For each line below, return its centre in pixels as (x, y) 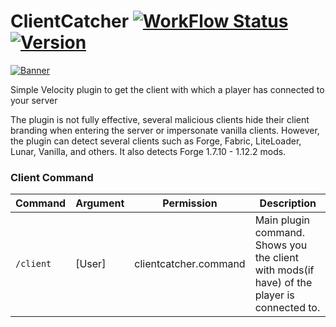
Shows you (281, 245)
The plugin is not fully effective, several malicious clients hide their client (160, 119)
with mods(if (284, 270)
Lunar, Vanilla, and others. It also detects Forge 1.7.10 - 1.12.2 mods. (148, 151)
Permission (190, 203)
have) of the (283, 283)
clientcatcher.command (190, 264)
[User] (91, 264)
